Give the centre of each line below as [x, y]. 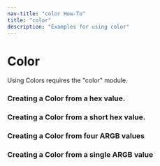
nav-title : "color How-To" [46, 14]
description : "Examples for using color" [68, 27]
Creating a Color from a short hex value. [77, 117]
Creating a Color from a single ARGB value [80, 154]
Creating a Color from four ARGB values [76, 136]
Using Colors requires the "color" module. [67, 80]
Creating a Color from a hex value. [66, 98]
